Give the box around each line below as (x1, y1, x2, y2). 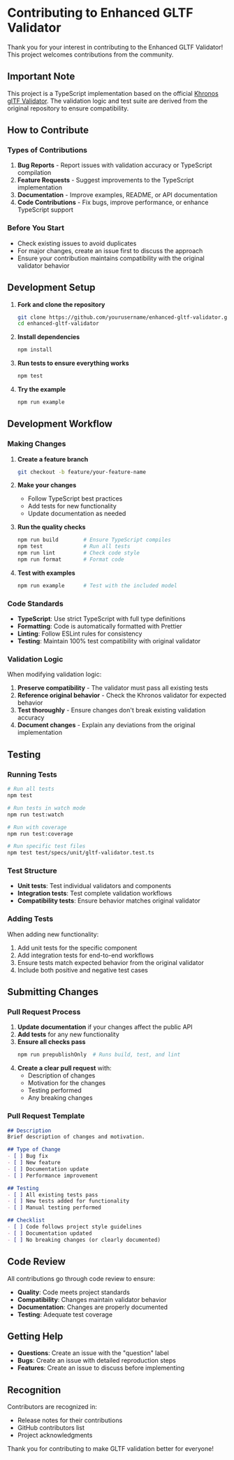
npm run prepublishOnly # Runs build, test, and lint (17, 1051, 181, 1059)
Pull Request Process (7, 1007, 81, 1017)
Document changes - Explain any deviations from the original (17, 721, 196, 729)
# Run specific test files (7, 843, 86, 850)
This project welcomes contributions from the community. (7, 50, 174, 59)
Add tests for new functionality (27, 502, 117, 510)
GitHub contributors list (17, 1424, 85, 1432)
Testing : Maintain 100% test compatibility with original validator (17, 637, 201, 645)
